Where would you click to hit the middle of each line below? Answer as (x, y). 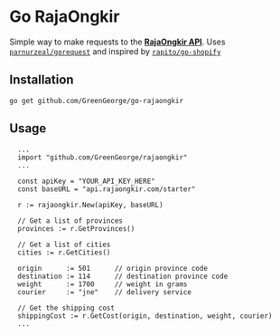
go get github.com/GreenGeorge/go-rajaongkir (96, 101)
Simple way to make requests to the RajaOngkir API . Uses (117, 42)
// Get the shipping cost (66, 308)
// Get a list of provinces (70, 221)
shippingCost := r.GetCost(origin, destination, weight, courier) (145, 316)
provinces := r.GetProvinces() (76, 228)
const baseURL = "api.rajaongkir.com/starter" (107, 189)
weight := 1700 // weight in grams (103, 284)
